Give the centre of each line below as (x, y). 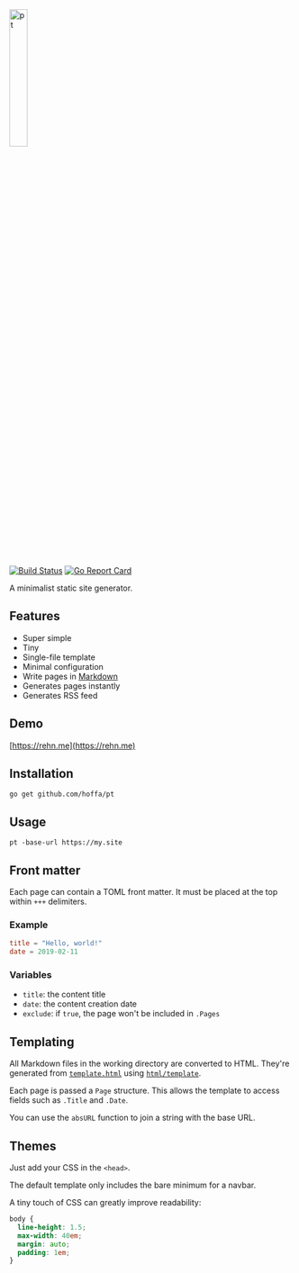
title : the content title (64, 995)
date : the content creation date (80, 1004)
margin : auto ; (44, 1244)
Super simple (47, 637)
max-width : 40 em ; (50, 1236)
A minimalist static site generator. (71, 588)
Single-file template (59, 657)
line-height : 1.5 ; (52, 1227)
